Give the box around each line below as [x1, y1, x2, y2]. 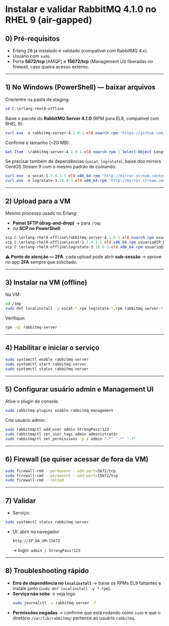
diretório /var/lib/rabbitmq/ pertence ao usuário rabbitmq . [12, 615, 136, 621]
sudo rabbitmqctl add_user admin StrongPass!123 [5, 427, 109, 432]
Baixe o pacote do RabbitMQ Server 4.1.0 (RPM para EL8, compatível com [5, 115, 159, 121]
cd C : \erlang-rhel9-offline [5, 106, 64, 111]
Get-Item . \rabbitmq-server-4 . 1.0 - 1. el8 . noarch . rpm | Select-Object [5, 149, 152, 154]
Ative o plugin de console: [5, 398, 59, 404]
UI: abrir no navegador [12, 528, 59, 535]
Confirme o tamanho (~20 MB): [5, 140, 70, 146]
